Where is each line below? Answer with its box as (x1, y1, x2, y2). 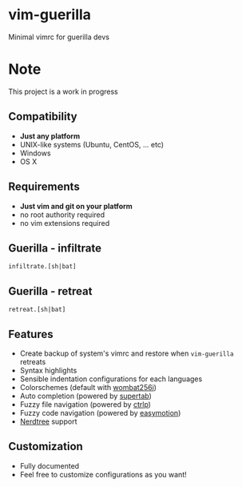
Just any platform (19, 131, 81, 141)
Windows (19, 148, 51, 158)
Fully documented (19, 461, 80, 470)
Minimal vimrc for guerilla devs (8, 32, 110, 42)
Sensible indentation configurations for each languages (19, 374, 203, 384)
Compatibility (8, 110, 77, 123)
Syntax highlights (19, 365, 77, 375)
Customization (8, 440, 84, 453)
